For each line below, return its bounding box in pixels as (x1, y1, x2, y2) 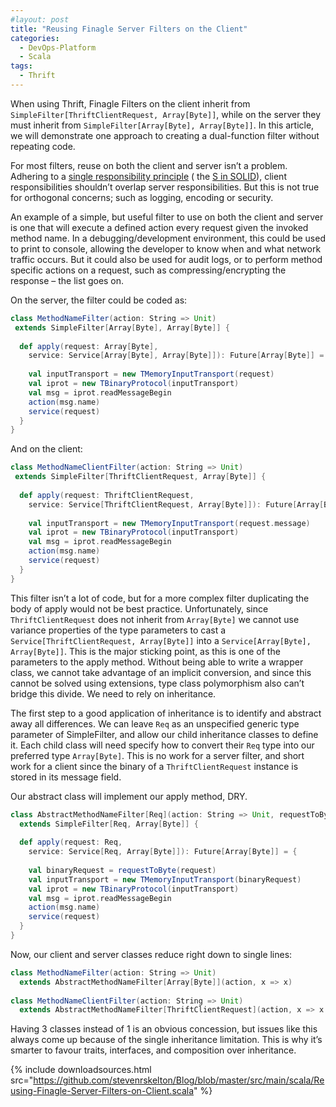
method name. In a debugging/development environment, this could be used (10, 232, 326, 244)
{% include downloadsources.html (10, 1064, 152, 1076)
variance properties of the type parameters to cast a (10, 624, 227, 636)
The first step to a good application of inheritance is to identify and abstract (10, 707, 322, 719)
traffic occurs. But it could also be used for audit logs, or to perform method (10, 253, 323, 265)
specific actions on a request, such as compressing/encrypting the (10, 264, 287, 276)
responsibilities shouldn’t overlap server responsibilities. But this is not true (10, 181, 320, 193)
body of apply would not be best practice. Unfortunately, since (10, 602, 269, 615)
